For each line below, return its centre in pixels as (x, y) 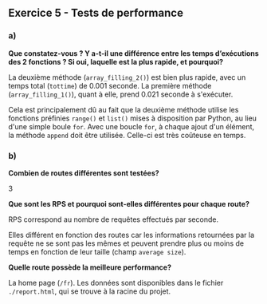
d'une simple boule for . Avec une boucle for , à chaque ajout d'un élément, (132, 126)
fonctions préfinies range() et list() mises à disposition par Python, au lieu (133, 118)
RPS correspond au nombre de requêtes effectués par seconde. (114, 219)
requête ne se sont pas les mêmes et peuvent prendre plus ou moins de (126, 243)
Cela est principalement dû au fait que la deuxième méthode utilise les (124, 109)
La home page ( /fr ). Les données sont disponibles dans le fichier (116, 282)
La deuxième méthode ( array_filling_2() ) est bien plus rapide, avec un (127, 77)
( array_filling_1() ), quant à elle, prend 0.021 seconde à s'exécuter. (121, 94)
